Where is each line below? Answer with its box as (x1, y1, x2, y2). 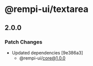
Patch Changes (4, 38, 43, 45)
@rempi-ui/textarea (4, 3, 89, 15)
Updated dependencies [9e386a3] (11, 49, 83, 55)
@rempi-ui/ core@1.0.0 (19, 55, 66, 61)
